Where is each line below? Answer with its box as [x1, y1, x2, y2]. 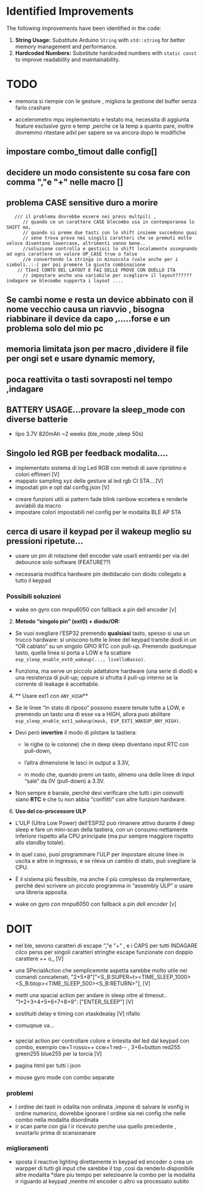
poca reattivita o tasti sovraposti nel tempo [6, 374, 172, 384]
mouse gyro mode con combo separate [15, 1074, 114, 1081]
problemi [6, 1089, 33, 1098]
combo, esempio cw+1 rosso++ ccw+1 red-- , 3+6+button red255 [15, 1044, 181, 1051]
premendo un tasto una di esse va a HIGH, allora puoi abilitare [15, 711, 171, 718]
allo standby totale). [15, 839, 65, 846]
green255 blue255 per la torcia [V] [15, 1050, 102, 1058]
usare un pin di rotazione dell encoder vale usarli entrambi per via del [15, 552, 189, 560]
